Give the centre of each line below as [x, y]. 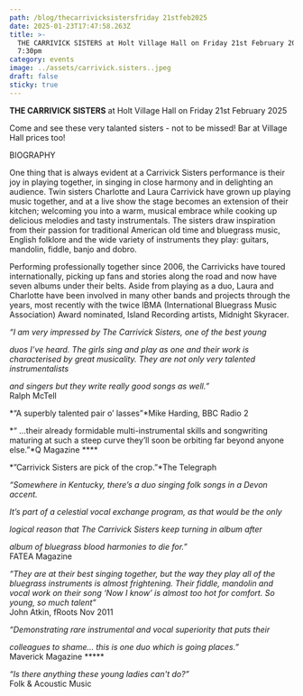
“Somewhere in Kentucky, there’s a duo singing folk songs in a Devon [138, 484]
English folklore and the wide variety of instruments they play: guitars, [139, 239]
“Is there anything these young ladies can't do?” [99, 673]
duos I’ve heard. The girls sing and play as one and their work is [129, 349]
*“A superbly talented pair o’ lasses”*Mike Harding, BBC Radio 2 [129, 413]
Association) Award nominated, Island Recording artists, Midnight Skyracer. [149, 314]
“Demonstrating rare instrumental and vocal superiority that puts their [140, 629]
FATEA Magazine [41, 556]
